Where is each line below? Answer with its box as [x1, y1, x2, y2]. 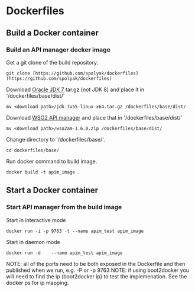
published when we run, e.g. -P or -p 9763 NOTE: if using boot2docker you [6, 267, 189, 274]
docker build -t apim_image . [6, 169, 81, 175]
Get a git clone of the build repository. [6, 59, 99, 66]
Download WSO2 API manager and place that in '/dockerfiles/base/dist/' [6, 114, 183, 121]
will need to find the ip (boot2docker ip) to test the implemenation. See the [6, 272, 187, 280]
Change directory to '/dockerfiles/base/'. [6, 136, 105, 143]
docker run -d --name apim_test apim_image [6, 250, 123, 256]
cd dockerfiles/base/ [6, 147, 60, 153]
